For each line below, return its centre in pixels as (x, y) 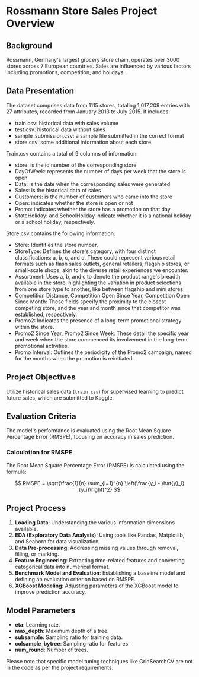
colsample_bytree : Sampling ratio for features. (72, 644)
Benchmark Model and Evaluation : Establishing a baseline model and (100, 573)
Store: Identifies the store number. (56, 245)
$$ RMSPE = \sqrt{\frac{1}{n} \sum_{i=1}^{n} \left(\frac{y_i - (87, 483)
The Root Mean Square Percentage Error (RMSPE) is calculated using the (95, 465)
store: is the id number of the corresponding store (76, 165)
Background (29, 45)
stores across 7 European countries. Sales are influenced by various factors (99, 66)
